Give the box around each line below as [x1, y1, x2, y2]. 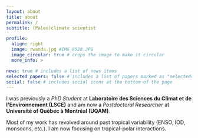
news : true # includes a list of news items [6, 68, 117, 74]
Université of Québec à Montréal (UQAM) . [6, 107, 110, 115]
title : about [6, 14, 38, 20]
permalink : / [6, 19, 38, 25]
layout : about [6, 8, 41, 15]
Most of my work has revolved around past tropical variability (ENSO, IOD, [6, 119, 186, 126]
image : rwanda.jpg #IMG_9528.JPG [11, 46, 94, 53]
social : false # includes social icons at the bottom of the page [6, 79, 173, 85]
